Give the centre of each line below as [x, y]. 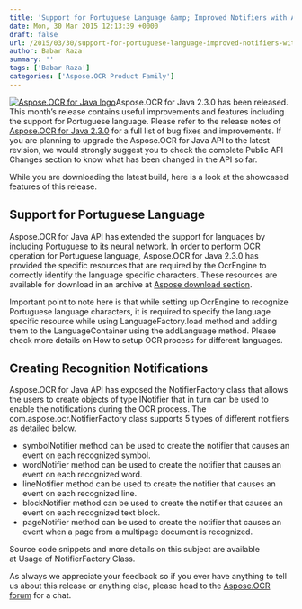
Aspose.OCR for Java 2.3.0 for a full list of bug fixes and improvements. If [146, 131]
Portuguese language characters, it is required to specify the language [140, 311]
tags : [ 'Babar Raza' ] [50, 68]
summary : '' [31, 59]
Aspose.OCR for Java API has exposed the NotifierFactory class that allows [149, 390]
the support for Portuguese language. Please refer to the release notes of [145, 121]
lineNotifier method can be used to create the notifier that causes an [149, 484]
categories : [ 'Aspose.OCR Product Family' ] [92, 77]
